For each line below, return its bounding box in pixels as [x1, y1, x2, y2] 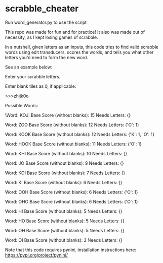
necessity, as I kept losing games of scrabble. [5, 34, 98, 40]
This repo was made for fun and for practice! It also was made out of [5, 29, 145, 35]
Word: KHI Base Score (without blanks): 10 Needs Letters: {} [5, 150, 127, 156]
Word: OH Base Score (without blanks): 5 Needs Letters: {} [5, 227, 125, 233]
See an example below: [5, 64, 53, 70]
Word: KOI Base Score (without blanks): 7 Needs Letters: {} [5, 170, 125, 176]
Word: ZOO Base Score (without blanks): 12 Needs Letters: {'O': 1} [5, 122, 139, 128]
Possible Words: [5, 102, 39, 108]
